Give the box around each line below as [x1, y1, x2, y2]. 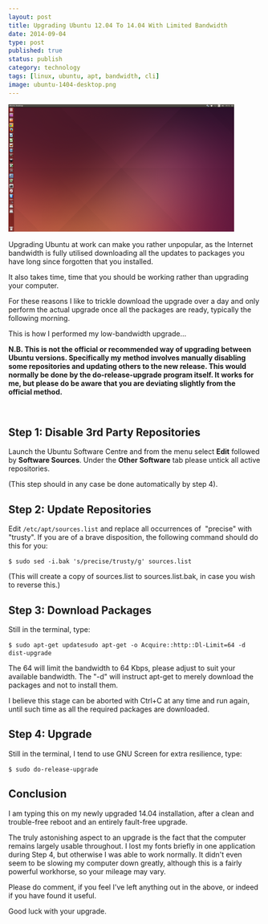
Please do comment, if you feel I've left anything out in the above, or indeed [8, 882, 259, 892]
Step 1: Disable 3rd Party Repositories [8, 426, 201, 440]
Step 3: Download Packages [8, 603, 152, 617]
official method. [8, 387, 63, 396]
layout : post [8, 13, 52, 21]
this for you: [8, 541, 48, 551]
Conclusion [8, 787, 67, 801]
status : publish [8, 55, 63, 63]
